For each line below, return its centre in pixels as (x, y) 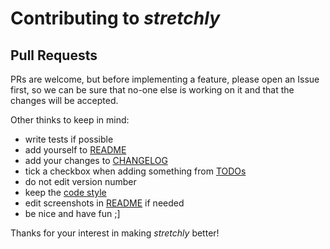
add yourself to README (75, 150)
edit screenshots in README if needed (104, 203)
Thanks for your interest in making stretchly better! (115, 233)
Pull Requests (54, 55)
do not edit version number (80, 181)
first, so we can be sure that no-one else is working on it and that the (152, 90)
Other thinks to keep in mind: (70, 120)
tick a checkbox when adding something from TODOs (135, 171)
